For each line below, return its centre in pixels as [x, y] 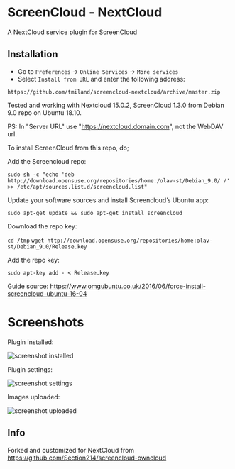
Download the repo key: [42, 226]
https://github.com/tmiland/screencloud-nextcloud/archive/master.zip [114, 92]
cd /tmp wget [26, 241]
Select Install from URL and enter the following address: [102, 79]
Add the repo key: [33, 260]
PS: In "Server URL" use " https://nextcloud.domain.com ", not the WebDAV [115, 126]
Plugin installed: [31, 342]
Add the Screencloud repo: [47, 161]
